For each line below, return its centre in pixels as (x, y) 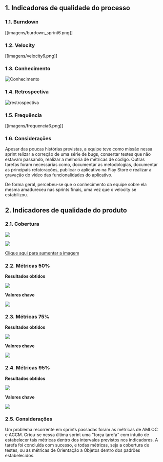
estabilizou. (17, 195)
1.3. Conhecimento (28, 68)
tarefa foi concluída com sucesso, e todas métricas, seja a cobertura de (77, 445)
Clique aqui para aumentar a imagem (42, 253)
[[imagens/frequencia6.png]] (34, 126)
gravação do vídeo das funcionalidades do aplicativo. (59, 175)
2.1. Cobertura (22, 224)
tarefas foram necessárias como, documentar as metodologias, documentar (81, 165)
